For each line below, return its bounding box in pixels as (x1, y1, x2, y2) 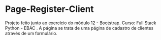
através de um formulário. (5, 30, 58, 36)
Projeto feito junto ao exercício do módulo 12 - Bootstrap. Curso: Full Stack (5, 20, 157, 26)
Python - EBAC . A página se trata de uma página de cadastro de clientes (5, 25, 154, 31)
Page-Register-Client (5, 3, 94, 15)
